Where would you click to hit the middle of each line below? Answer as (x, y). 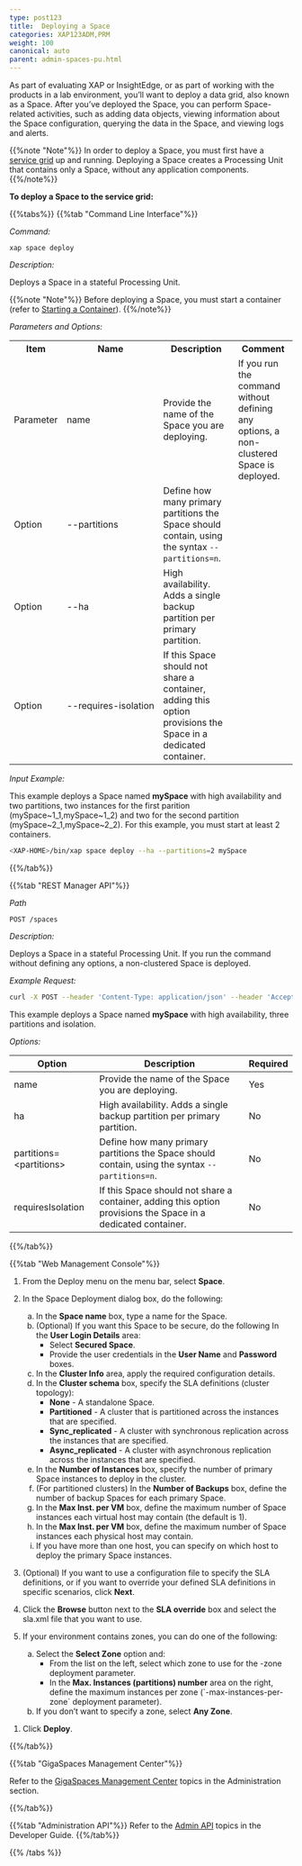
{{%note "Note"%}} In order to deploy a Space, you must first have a (137, 150)
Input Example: (37, 779)
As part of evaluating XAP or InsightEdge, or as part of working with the (142, 85)
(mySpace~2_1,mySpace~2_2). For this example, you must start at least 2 (145, 824)
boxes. (62, 1363)
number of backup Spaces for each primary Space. (131, 1498)
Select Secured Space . (92, 1345)
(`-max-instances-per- (242, 1692)
